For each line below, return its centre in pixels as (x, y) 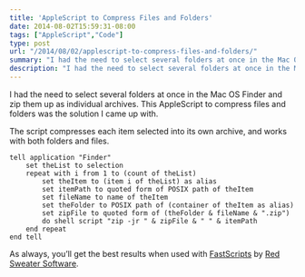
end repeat (46, 229)
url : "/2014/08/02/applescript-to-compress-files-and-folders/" (133, 52)
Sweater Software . (44, 263)
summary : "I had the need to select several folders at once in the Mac (150, 60)
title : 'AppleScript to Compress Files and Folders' (111, 18)
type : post (30, 43)
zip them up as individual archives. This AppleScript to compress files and (148, 104)
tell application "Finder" (60, 157)
